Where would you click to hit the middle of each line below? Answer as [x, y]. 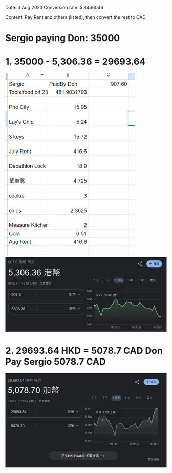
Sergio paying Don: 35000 [63, 38]
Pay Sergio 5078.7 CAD [56, 362]
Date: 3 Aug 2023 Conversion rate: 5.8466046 [55, 7]
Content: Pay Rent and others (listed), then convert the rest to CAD [76, 17]
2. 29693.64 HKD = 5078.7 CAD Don [84, 351]
